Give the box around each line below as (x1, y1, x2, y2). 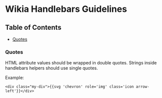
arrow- (136, 84, 150, 90)
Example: (5, 75, 24, 81)
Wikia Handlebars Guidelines (5, 3, 127, 15)
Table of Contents (5, 23, 62, 32)
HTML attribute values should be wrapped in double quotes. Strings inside (5, 60, 157, 66)
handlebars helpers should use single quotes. (5, 65, 98, 71)
